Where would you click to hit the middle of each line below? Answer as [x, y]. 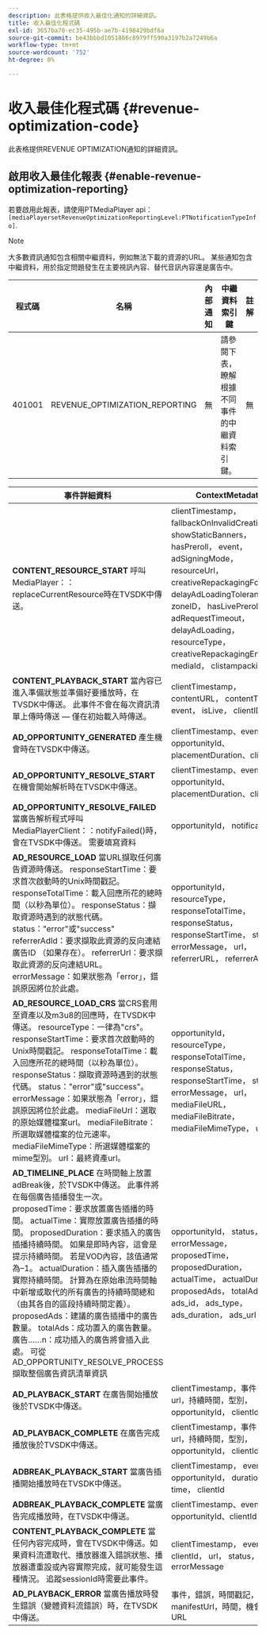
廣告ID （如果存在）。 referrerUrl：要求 [84, 952]
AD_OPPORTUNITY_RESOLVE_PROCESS [88, 1362]
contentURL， [197, 698]
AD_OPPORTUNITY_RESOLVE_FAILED [84, 807]
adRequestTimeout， [210, 618]
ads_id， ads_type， [209, 1303]
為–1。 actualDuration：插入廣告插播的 [85, 1268]
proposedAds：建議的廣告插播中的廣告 [85, 1316]
